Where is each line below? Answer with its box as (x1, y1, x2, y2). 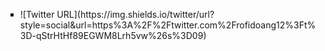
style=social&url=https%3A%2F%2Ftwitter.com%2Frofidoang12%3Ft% (19, 19, 317, 31)
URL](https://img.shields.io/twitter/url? (56, 9, 215, 20)
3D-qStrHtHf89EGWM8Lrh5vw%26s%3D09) (19, 30, 207, 41)
